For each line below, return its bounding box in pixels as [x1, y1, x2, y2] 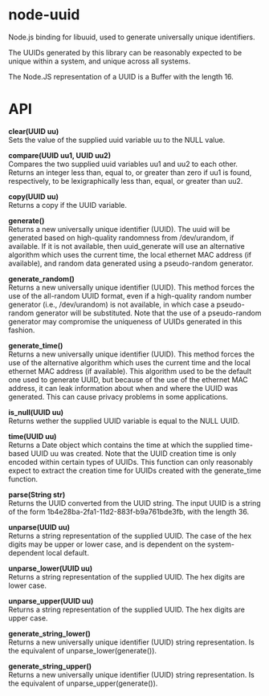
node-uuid [8, 6, 80, 24]
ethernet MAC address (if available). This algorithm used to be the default [8, 366, 252, 376]
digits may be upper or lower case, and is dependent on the [8, 539, 206, 549]
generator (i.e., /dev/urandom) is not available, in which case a [8, 299, 215, 309]
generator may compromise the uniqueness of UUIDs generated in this [8, 316, 243, 326]
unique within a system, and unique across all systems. [8, 56, 191, 66]
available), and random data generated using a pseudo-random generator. [8, 258, 255, 268]
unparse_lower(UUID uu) [8, 564, 93, 573]
